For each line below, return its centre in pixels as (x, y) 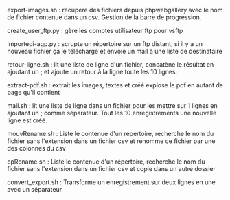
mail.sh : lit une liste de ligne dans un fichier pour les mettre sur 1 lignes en (112, 105)
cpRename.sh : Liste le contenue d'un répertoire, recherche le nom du (106, 162)
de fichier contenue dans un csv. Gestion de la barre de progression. (104, 17)
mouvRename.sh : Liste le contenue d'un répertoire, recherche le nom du (111, 134)
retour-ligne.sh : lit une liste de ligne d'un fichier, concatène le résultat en (111, 64)
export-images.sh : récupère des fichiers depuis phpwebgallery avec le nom (115, 10)
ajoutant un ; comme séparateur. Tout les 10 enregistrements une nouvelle (112, 113)
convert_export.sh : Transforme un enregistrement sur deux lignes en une (112, 182)
